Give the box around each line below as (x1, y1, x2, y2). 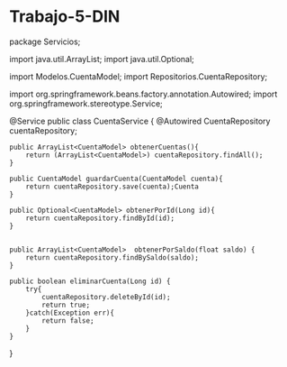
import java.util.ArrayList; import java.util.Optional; (9, 53, 195, 64)
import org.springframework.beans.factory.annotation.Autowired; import (9, 88, 278, 99)
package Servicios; (9, 36, 81, 47)
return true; (41, 300, 91, 309)
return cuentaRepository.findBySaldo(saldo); (25, 252, 200, 262)
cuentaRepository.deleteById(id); (41, 292, 171, 301)
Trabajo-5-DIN (9, 6, 121, 27)
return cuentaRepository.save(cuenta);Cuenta (25, 182, 200, 191)
